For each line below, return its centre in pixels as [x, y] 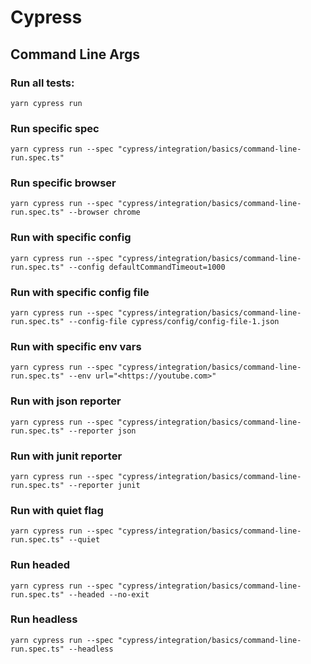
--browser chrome [104, 212]
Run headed [40, 565]
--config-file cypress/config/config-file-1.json [174, 322]
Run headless [44, 619]
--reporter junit [104, 485]
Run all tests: [42, 83]
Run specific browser [63, 183]
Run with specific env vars [76, 346]
